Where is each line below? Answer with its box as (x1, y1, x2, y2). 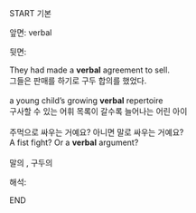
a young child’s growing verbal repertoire (9, 95, 163, 106)
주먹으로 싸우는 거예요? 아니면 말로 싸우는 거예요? (9, 127, 184, 138)
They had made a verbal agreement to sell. (9, 64, 170, 75)
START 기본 (9, 8, 52, 18)
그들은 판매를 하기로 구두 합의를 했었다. (9, 75, 147, 86)
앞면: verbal (9, 27, 52, 38)
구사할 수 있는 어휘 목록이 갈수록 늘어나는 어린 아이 (9, 106, 188, 116)
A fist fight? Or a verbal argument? (9, 137, 139, 148)
